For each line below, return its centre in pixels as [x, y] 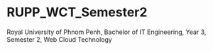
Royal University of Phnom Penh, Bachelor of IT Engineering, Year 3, [106, 32]
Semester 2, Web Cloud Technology [60, 39]
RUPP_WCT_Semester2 [77, 12]
